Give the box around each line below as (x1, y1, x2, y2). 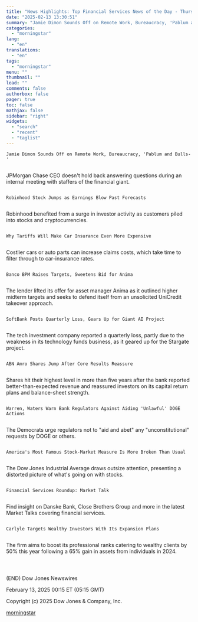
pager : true (6, 96, 35, 102)
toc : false (6, 102, 33, 108)
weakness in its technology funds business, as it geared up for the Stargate (6, 338, 190, 345)
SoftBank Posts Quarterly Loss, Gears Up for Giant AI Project (6, 316, 165, 322)
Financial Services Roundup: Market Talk (6, 487, 110, 493)
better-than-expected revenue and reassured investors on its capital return (6, 382, 189, 390)
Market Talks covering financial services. (6, 509, 106, 516)
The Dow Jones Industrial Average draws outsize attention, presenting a (6, 464, 181, 471)
